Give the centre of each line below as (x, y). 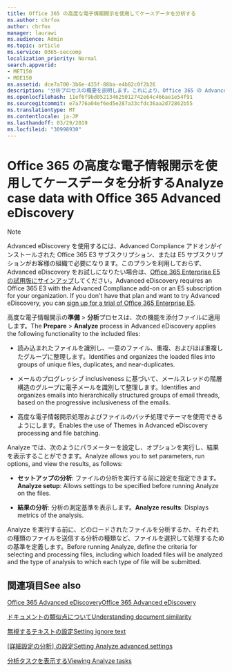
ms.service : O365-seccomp (44, 53)
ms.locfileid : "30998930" (44, 129)
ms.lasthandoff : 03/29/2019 (48, 123)
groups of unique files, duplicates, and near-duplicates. (96, 364)
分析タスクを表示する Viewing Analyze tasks (70, 661)
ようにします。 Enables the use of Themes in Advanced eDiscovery (113, 425)
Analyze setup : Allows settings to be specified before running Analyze (118, 486)
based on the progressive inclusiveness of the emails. (94, 402)
